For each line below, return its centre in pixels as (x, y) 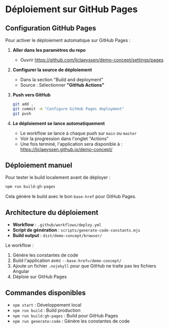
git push (22, 113)
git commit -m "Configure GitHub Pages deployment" (68, 109)
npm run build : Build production (47, 310)
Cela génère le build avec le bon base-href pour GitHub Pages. (71, 196)
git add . (23, 104)
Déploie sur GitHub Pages (40, 277)
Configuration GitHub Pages (51, 28)
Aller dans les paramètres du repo (49, 50)
